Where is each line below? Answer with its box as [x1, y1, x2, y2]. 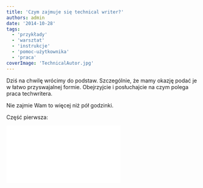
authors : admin [6, 15, 45, 21]
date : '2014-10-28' [6, 20, 56, 26]
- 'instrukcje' [12, 43, 51, 49]
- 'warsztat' [12, 37, 45, 43]
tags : [6, 26, 20, 32]
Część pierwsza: [6, 114, 49, 121]
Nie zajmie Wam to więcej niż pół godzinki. [6, 101, 114, 109]
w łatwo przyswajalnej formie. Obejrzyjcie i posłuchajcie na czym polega [6, 83, 189, 90]
